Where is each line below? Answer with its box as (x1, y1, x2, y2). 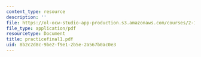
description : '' (6, 14, 47, 20)
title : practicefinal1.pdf (6, 36, 74, 42)
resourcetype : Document (6, 31, 66, 37)
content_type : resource (6, 8, 66, 15)
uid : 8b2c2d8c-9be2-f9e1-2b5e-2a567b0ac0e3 (6, 42, 117, 48)
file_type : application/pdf (6, 25, 77, 31)
